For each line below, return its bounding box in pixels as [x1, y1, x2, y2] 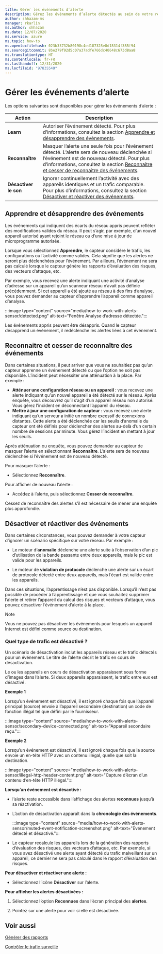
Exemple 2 [5, 738, 27, 743]
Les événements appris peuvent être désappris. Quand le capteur [5, 322, 136, 328]
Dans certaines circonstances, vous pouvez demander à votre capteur [5, 532, 146, 538]
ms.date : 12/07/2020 [5, 30, 47, 35]
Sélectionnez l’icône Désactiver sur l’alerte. [12, 879, 99, 885]
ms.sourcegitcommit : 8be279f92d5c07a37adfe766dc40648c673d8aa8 [5, 48, 136, 53]
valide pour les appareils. [12, 557, 63, 563]
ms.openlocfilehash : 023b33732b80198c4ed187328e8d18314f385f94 [5, 43, 136, 48]
